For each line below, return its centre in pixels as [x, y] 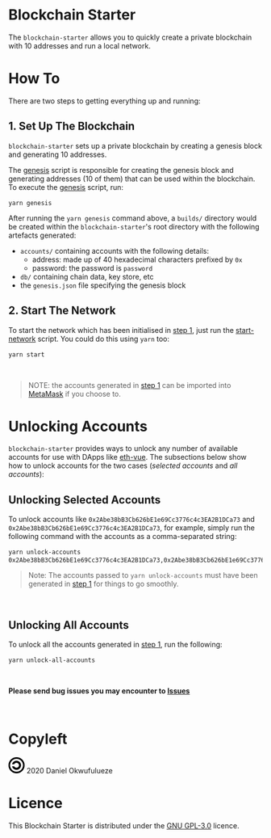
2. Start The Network [62, 311]
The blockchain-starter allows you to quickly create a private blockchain [130, 37]
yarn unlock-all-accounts [52, 660]
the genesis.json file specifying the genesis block [103, 285]
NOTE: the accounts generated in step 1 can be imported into [129, 385]
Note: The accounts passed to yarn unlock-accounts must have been [143, 575]
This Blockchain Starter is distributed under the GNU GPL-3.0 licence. [124, 825]
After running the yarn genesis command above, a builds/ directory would [133, 218]
